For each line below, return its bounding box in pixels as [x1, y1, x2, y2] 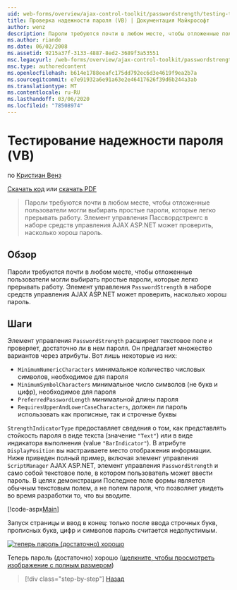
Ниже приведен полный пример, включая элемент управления [7, 454, 199, 462]
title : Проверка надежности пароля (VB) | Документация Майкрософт [7, 17, 210, 24]
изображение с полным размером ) [7, 561, 114, 570]
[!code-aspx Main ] [7, 505, 60, 514]
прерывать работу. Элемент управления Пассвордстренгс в [24, 213, 209, 222]
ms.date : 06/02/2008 [7, 43, 68, 50]
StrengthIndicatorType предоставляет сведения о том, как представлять [7, 424, 227, 433]
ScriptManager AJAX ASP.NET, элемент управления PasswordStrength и [7, 462, 219, 470]
